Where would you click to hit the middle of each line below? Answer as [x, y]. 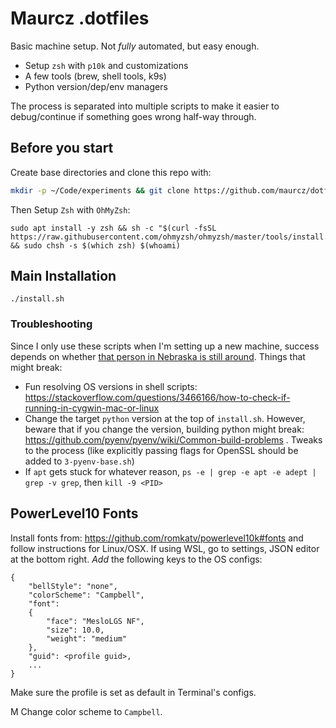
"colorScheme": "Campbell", [86, 595]
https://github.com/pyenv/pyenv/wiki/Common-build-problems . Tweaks [173, 439]
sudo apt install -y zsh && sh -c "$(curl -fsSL [113, 228]
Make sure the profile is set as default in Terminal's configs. [133, 692]
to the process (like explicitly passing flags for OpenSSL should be [161, 450]
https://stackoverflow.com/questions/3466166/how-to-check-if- [157, 397]
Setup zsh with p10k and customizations [106, 65]
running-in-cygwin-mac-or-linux [92, 408]
